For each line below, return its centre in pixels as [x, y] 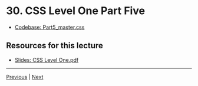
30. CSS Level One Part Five [76, 11]
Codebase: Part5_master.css [49, 27]
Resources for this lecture [55, 46]
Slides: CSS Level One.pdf [47, 59]
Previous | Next [25, 77]
